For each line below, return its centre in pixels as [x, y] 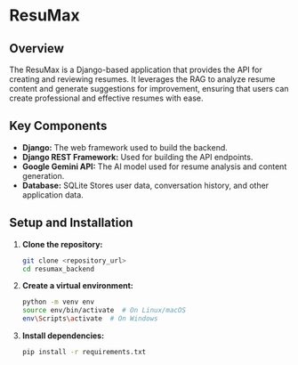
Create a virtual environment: [77, 286]
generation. [43, 175]
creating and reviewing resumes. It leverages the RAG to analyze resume [142, 79]
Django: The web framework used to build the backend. [125, 147]
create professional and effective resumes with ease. [106, 98]
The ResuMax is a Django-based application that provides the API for [136, 69]
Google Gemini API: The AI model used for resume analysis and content [154, 166]
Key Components [58, 126]
